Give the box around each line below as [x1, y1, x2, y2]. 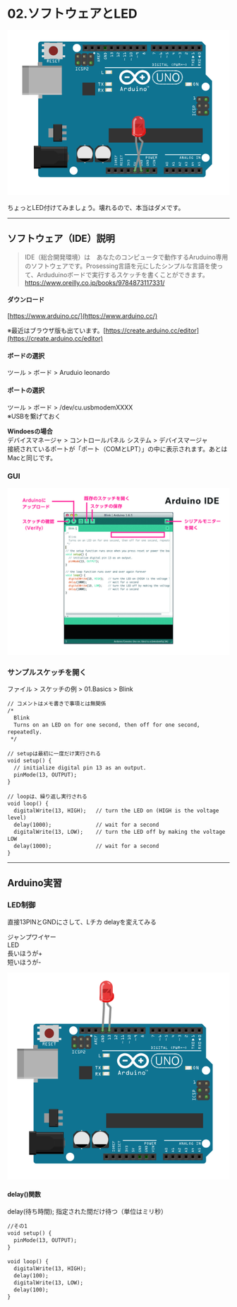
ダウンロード [7, 296, 44, 304]
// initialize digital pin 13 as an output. [13, 765, 147, 772]
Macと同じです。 [7, 453, 57, 462]
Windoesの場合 [7, 426, 53, 435]
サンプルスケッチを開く [7, 667, 87, 677]
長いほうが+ [7, 948, 43, 958]
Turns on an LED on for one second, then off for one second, [13, 721, 200, 728]
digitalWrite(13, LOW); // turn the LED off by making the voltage [13, 828, 226, 836]
